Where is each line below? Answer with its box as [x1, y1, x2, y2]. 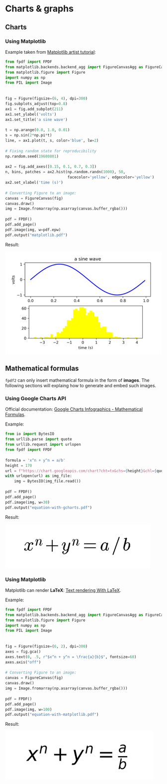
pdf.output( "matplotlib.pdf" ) [5, 232, 68, 237]
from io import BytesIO [5, 432, 55, 437]
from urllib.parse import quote [5, 437, 72, 442]
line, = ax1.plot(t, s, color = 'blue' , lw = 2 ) [5, 138, 99, 143]
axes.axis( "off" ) [5, 660, 41, 665]
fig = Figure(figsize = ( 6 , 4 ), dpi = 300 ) [5, 96, 88, 101]
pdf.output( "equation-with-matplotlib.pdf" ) [5, 712, 99, 717]
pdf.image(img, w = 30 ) [5, 500, 50, 505]
